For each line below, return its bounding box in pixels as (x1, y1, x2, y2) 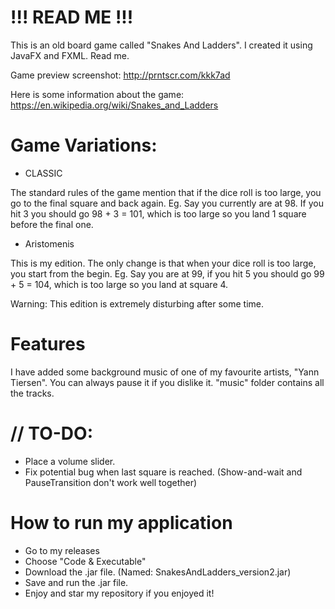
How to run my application (10, 511, 233, 534)
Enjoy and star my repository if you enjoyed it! (24, 587, 215, 599)
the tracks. (10, 387, 55, 399)
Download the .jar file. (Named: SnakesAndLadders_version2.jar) (24, 566, 292, 578)
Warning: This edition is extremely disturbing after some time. (10, 297, 265, 310)
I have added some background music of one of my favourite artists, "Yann (10, 366, 320, 378)
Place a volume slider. (24, 455, 116, 467)
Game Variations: (10, 134, 158, 157)
